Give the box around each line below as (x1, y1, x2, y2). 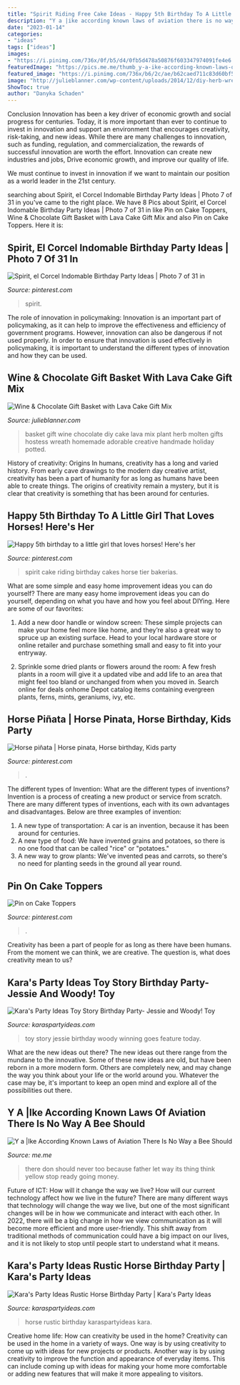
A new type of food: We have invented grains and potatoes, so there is (17, 836, 226, 845)
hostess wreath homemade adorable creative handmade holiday (24, 437, 214, 446)
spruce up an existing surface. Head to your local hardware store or (17, 633, 218, 641)
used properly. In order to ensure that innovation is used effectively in (7, 336, 212, 344)
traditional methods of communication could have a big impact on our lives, (7, 1231, 229, 1240)
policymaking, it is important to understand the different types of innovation (7, 344, 230, 352)
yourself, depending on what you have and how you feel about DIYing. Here (7, 596, 230, 605)
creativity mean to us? (7, 956, 73, 964)
